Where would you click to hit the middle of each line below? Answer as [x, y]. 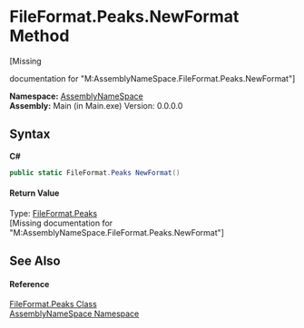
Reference [29, 284]
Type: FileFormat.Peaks [54, 213]
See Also [35, 261]
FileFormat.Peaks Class [53, 304]
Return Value [34, 193]
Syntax [30, 135]
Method [39, 36]
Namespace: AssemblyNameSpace [76, 96]
